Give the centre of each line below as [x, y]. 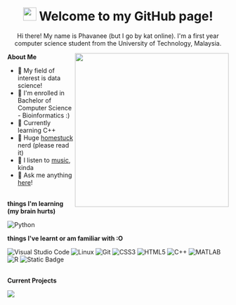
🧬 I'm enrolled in [41, 93]
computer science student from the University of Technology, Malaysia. [118, 43]
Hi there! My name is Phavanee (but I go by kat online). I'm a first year [118, 36]
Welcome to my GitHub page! [126, 17]
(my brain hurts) [32, 211]
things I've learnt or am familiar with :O [65, 238]
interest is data [39, 78]
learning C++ [37, 130]
